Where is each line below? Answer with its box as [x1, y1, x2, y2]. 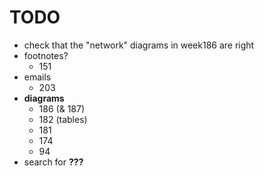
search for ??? [23, 156, 84, 168]
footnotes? [23, 49, 69, 61]
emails [23, 71, 52, 83]
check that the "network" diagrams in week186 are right [23, 39, 255, 51]
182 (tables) [38, 113, 88, 125]
